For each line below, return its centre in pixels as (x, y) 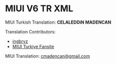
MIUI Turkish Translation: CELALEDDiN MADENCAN (58, 22)
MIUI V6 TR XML (39, 9)
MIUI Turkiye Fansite (33, 46)
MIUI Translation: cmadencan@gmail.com (48, 56)
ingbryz (20, 41)
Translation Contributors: (30, 32)
